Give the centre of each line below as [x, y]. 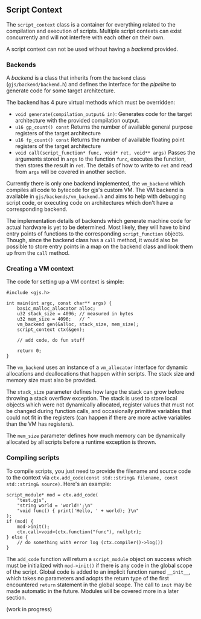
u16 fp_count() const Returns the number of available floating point [100, 140]
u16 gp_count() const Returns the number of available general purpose [104, 127]
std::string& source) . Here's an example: [59, 484]
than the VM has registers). [40, 424]
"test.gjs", [32, 500]
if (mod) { [20, 521]
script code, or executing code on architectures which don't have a [90, 203]
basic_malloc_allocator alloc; [56, 309]
